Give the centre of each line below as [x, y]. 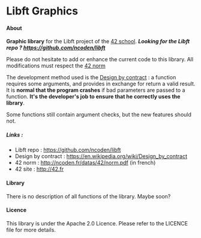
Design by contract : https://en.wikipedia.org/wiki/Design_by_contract [101, 156]
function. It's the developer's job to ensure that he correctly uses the [93, 97]
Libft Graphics [42, 11]
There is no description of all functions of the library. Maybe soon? [88, 196]
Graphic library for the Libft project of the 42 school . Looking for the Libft [98, 41]
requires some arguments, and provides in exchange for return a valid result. [101, 84]
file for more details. [31, 230]
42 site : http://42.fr [39, 169]
